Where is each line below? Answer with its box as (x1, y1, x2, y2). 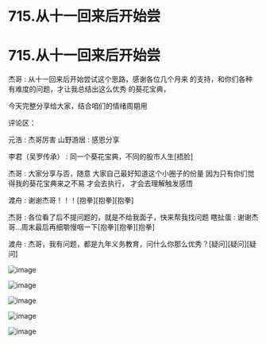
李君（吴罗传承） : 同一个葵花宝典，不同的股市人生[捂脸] (8, 152, 194, 161)
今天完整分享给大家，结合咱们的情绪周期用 (8, 101, 148, 111)
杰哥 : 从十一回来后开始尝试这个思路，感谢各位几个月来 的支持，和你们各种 (8, 75, 253, 84)
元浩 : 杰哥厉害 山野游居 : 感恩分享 (8, 135, 120, 145)
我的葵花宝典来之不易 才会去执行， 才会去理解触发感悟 (14, 179, 193, 188)
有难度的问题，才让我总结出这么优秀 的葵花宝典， (8, 84, 171, 94)
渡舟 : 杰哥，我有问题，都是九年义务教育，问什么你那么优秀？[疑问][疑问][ (8, 239, 250, 249)
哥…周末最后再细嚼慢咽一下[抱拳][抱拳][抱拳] (8, 222, 155, 232)
